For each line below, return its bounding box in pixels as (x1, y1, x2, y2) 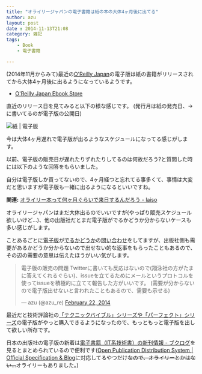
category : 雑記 (6, 31, 43, 37)
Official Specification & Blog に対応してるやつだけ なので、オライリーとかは (6, 354, 191, 361)
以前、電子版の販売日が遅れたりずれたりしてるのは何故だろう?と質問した (6, 155, 188, 163)
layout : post (6, 20, 39, 26)
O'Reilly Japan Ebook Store (14, 89, 83, 97)
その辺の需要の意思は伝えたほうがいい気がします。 (6, 252, 132, 259)
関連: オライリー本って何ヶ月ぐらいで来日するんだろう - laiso (6, 196, 158, 203)
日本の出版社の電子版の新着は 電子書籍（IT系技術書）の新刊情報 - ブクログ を (6, 339, 196, 346)
